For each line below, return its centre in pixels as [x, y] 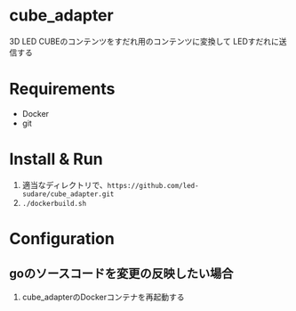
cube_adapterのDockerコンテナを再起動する [103, 297]
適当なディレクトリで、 [65, 184]
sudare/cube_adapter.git [68, 194]
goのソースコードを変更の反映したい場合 [121, 274]
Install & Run [56, 159]
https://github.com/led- [153, 185]
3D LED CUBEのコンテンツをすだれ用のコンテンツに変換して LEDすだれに [144, 41]
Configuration [62, 239]
